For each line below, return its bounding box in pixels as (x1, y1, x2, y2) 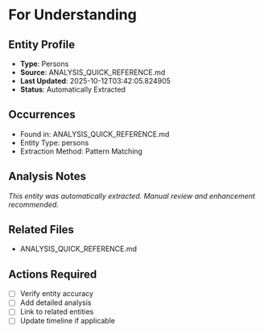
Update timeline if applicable (19, 316, 115, 326)
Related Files (8, 223, 75, 236)
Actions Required (8, 267, 97, 281)
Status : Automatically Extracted (19, 84, 126, 94)
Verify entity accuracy (19, 289, 94, 298)
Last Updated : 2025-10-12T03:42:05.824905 (19, 76, 171, 85)
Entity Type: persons (19, 138, 89, 147)
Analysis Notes (8, 170, 87, 183)
